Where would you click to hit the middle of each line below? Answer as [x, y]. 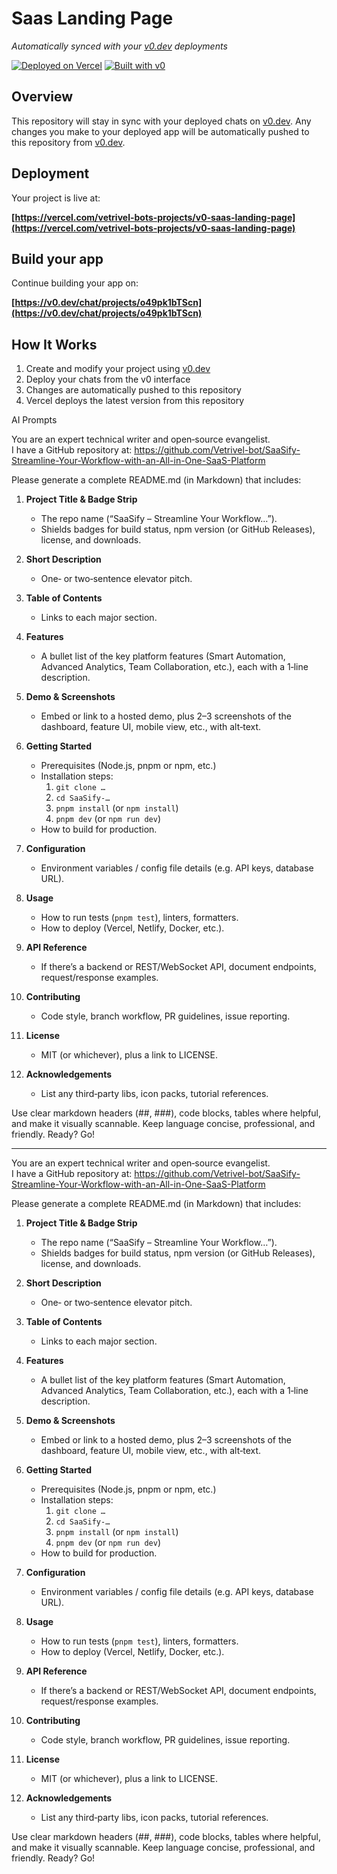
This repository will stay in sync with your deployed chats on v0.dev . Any [161, 121]
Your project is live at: [56, 198]
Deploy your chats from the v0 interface [108, 379]
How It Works [54, 344]
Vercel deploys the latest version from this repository [135, 401]
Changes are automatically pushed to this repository [133, 390]
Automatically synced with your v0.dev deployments [119, 46]
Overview [42, 97]
